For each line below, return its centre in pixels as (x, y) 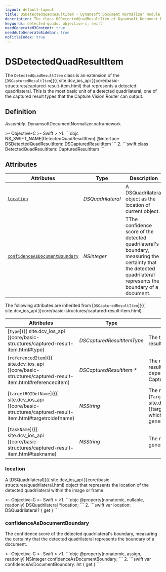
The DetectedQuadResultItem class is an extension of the (62, 75)
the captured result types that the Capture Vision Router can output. (74, 96)
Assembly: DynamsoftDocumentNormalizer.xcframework (63, 123)
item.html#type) (26, 350)
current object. (143, 211)
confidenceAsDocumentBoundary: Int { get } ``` (53, 564)
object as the (140, 199)
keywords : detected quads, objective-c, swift (54, 23)
